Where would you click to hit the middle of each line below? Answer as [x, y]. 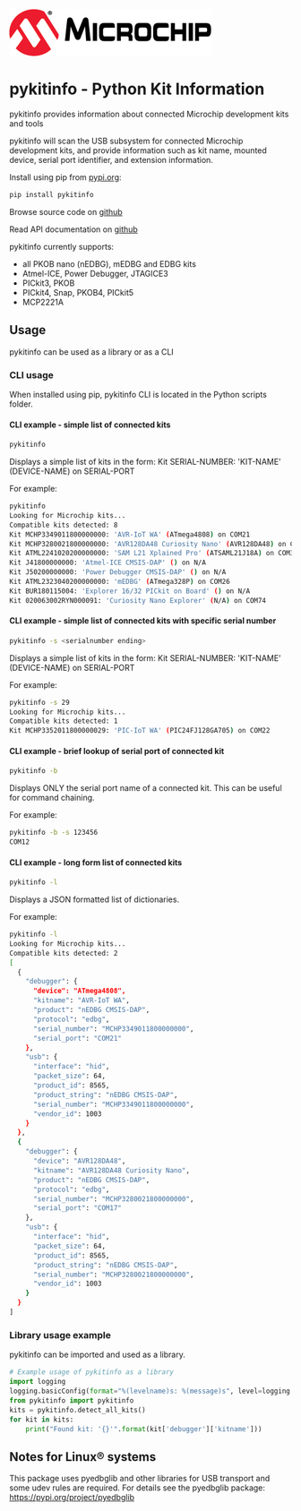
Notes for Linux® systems [83, 1457]
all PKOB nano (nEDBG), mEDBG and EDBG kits [109, 263]
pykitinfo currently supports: [62, 246]
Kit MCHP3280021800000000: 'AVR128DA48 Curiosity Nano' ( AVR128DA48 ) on [148, 544]
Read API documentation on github [74, 229]
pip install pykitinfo [52, 194]
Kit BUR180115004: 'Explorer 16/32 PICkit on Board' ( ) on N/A [130, 591]
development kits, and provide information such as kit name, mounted [138, 150]
